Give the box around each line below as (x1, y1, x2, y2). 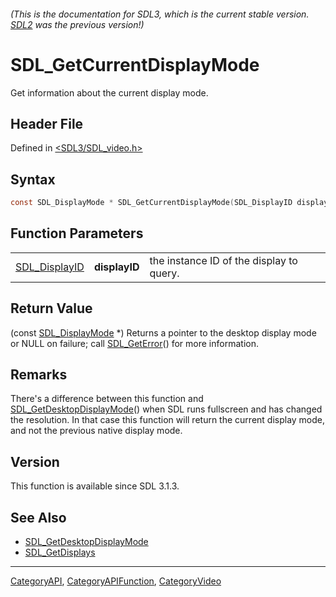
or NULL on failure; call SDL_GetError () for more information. (10, 337, 259, 349)
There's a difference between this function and (10, 393, 204, 405)
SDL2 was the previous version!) (10, 18, 145, 30)
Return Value (10, 300, 93, 317)
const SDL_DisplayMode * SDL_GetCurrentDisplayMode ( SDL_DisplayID (10, 198, 293, 208)
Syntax (10, 171, 56, 188)
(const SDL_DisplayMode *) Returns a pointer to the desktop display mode (10, 326, 317, 339)
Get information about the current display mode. (10, 86, 209, 99)
